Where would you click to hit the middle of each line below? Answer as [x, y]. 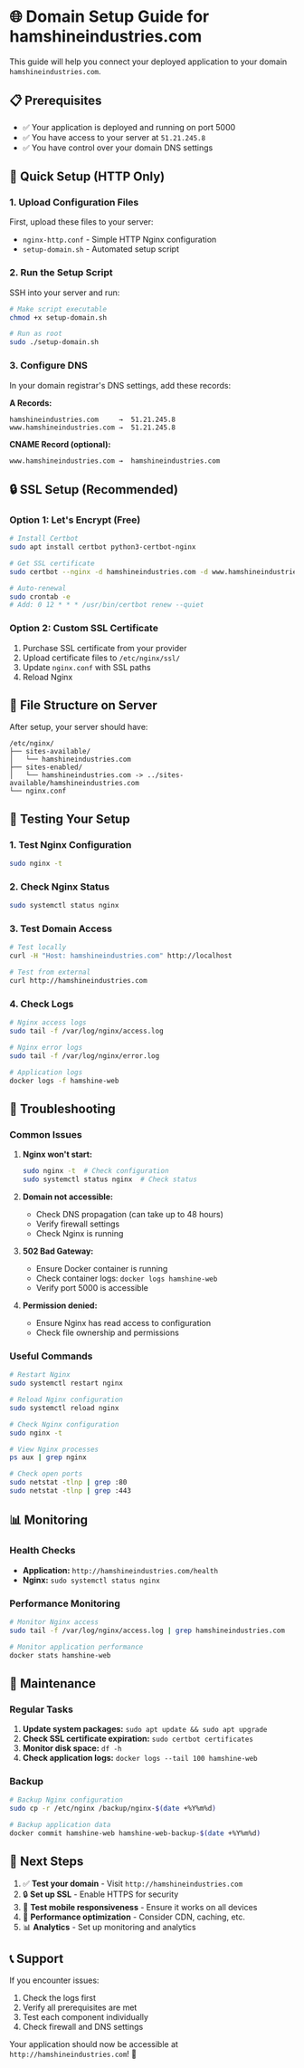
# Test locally [38, 947]
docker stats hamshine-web [60, 1655]
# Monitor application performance [76, 1647]
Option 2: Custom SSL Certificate [84, 629]
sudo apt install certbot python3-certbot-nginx [103, 547]
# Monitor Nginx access [54, 1622]
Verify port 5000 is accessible [92, 1287]
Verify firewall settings [78, 1224]
